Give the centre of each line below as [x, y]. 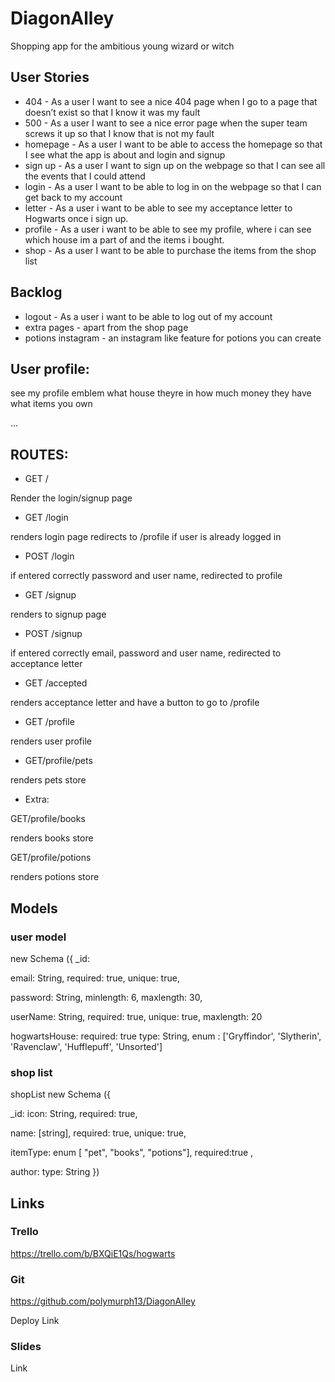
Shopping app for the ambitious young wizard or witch [122, 46]
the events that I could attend [85, 176]
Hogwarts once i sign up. [76, 218]
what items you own [51, 404]
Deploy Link [35, 1321]
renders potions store [55, 877]
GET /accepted [56, 683]
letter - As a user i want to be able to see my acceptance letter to [158, 208]
